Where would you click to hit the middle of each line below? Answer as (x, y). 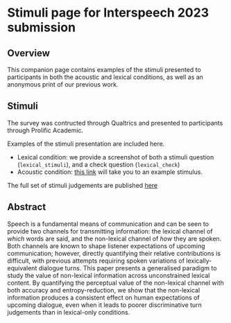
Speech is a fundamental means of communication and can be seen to (108, 224)
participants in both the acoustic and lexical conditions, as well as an (105, 77)
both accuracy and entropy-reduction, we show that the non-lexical (104, 290)
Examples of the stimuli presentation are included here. (86, 143)
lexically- (199, 261)
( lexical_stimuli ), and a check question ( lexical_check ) (99, 164)
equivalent (22, 268)
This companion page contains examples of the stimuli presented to (104, 70)
